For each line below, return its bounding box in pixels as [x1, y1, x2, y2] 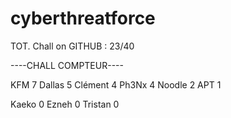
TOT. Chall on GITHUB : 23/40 [10, 40, 135, 52]
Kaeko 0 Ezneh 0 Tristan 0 [10, 98, 120, 110]
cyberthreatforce [10, 7, 156, 30]
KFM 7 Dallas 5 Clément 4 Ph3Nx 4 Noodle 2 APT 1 [10, 78, 222, 91]
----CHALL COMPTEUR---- [10, 59, 124, 71]
